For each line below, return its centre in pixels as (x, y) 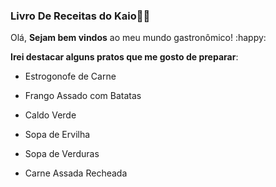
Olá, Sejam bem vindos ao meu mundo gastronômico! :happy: (138, 38)
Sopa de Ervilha (57, 135)
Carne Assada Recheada (76, 173)
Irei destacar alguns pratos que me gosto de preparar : (124, 57)
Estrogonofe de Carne (70, 76)
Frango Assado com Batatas (83, 96)
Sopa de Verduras (62, 154)
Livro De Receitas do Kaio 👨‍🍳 (80, 16)
